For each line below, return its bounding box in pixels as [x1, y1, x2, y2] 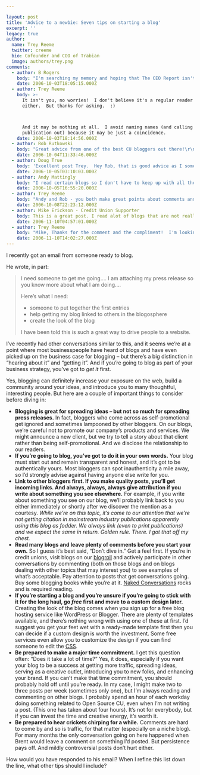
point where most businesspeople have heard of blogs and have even [6, 347, 177, 353]
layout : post [6, 14, 39, 20]
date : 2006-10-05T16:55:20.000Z [17, 185, 97, 191]
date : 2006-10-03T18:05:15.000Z [17, 81, 97, 87]
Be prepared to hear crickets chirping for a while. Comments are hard [14, 719, 189, 726]
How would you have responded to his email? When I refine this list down [6, 756, 186, 762]
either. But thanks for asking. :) [21, 103, 116, 109]
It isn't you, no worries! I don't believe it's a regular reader [21, 97, 193, 103]
